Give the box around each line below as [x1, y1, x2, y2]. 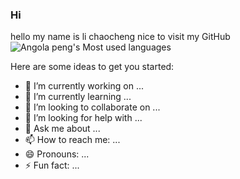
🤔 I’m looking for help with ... [24, 112, 143, 124]
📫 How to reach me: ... [24, 134, 121, 146]
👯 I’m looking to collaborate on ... [24, 101, 161, 113]
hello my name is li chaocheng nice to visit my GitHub [10, 31, 231, 43]
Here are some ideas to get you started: [10, 61, 175, 73]
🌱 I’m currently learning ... [24, 91, 132, 103]
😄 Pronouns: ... [24, 148, 90, 160]
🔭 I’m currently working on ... [24, 80, 144, 92]
